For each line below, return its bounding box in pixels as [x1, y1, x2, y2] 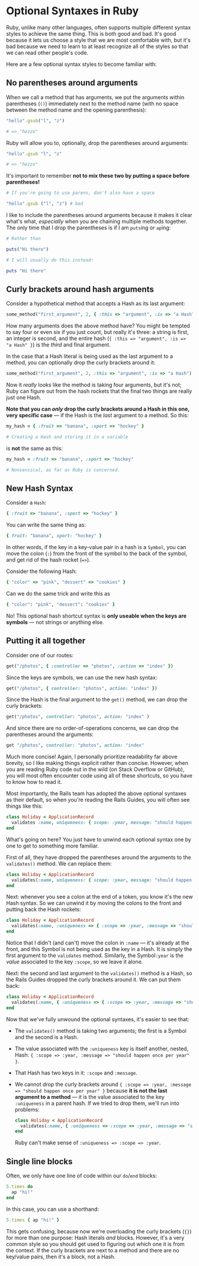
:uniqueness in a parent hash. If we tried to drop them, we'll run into [14, 1100, 179, 1107]
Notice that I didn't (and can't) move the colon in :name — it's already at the [6, 939, 190, 946]
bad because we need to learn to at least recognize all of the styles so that [6, 43, 188, 50]
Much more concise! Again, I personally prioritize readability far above [6, 753, 178, 760]
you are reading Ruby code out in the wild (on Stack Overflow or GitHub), [6, 766, 185, 773]
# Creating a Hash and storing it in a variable [6, 434, 129, 440]
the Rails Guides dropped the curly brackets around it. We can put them [6, 976, 181, 983]
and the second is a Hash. [14, 1033, 79, 1041]
